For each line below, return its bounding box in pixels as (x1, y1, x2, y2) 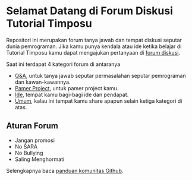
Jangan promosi (14, 137, 55, 144)
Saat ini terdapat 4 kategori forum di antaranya (6, 61, 121, 68)
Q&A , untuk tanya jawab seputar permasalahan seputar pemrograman (14, 72, 186, 79)
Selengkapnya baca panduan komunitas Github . (6, 167, 124, 174)
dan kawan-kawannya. (14, 78, 71, 86)
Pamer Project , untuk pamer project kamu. (14, 84, 119, 91)
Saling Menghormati (14, 156, 65, 163)
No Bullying (14, 149, 43, 156)
